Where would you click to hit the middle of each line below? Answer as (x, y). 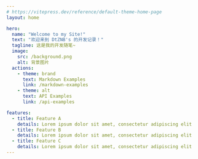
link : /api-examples (48, 102)
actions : (23, 68)
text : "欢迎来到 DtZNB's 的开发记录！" (58, 40)
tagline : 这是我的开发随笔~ (44, 46)
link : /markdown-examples (55, 85)
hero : (13, 29)
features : (19, 113)
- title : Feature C (37, 141)
